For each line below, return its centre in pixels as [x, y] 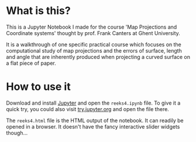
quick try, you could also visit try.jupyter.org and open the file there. [88, 109]
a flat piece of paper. [31, 63]
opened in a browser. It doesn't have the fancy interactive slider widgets [93, 126]
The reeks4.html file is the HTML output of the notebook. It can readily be [95, 120]
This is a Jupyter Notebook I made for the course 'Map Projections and [92, 27]
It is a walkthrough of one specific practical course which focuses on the [94, 44]
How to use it [39, 87]
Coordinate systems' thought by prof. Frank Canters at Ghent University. [93, 33]
